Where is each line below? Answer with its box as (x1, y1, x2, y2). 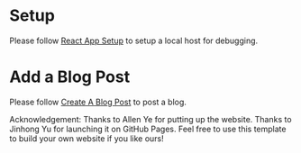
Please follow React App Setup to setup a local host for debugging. (9, 35, 259, 46)
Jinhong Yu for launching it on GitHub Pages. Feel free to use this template (9, 123, 287, 134)
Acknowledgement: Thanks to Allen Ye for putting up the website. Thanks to (9, 113, 292, 124)
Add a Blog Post (9, 67, 131, 87)
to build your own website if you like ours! (9, 132, 164, 144)
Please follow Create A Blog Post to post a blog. (9, 96, 187, 107)
